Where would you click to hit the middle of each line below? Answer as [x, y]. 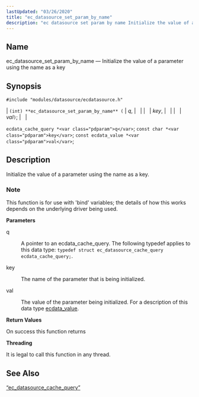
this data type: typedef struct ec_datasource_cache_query [92, 250]
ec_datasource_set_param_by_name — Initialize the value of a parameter [95, 61]
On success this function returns [46, 332]
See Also [23, 373]
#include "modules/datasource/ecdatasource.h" [65, 100]
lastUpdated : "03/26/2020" [39, 12]
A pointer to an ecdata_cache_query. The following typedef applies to [106, 244]
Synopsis [24, 86]
